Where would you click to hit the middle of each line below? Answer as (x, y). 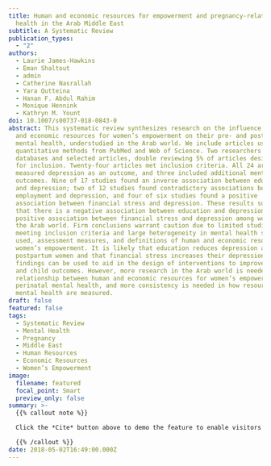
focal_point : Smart (48, 391)
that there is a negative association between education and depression (140, 210)
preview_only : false (50, 398)
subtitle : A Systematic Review (61, 31)
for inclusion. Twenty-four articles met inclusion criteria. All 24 (135, 166)
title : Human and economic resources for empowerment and (108, 16)
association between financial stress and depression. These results (135, 203)
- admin (29, 76)
